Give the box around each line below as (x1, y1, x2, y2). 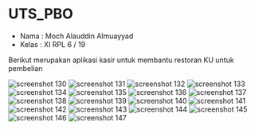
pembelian (8, 63, 43, 73)
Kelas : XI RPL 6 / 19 (19, 39, 86, 49)
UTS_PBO (8, 5, 73, 23)
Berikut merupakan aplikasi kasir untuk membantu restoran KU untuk (8, 55, 234, 65)
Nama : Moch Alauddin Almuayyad (19, 31, 134, 41)
